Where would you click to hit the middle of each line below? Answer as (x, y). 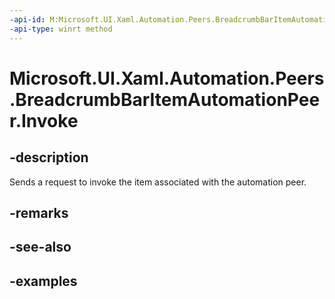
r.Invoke (44, 120)
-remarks (39, 212)
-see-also (40, 247)
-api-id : (27, 19)
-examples (43, 281)
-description (49, 157)
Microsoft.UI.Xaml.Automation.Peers (167, 78)
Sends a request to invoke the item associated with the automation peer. (158, 182)
